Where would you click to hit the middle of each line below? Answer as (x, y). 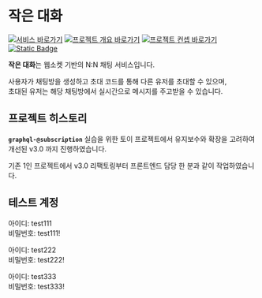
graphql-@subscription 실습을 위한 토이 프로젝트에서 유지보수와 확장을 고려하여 (131, 139)
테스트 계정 (34, 203)
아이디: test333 (32, 276)
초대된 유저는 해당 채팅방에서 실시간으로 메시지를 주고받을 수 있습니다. (116, 91)
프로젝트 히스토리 (48, 119)
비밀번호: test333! (37, 286)
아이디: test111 (30, 223)
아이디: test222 (32, 250)
